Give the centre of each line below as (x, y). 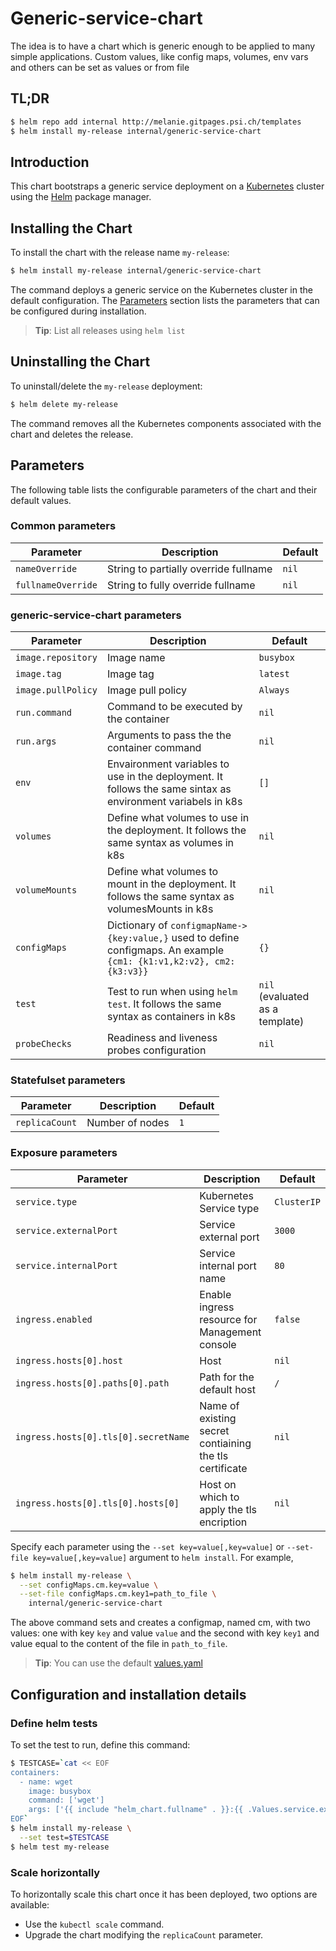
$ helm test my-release (60, 1847)
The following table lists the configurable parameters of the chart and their (164, 489)
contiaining (225, 1443)
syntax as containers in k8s (171, 1017)
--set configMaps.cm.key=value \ (89, 1585)
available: (30, 1904)
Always (274, 690)
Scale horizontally (55, 1872)
